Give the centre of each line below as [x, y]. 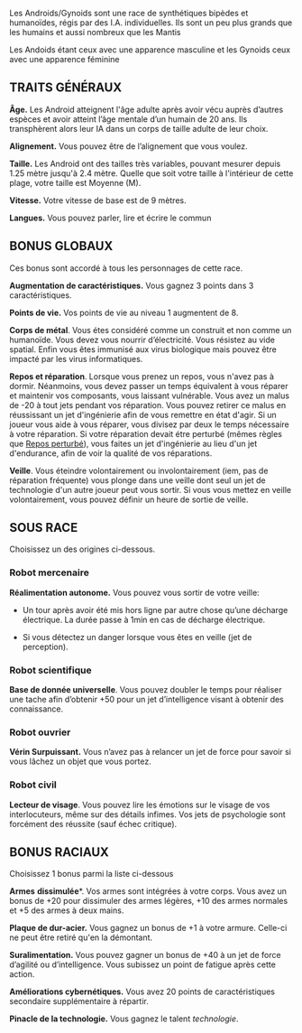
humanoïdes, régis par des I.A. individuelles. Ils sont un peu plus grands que [151, 23]
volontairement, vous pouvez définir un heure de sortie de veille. [129, 499]
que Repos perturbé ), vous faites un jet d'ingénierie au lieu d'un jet [133, 443]
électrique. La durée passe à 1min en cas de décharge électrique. [144, 619]
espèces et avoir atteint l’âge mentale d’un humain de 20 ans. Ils [128, 119]
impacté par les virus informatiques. [76, 358]
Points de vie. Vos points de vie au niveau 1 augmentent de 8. [124, 312]
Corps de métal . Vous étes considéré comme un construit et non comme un [151, 330]
